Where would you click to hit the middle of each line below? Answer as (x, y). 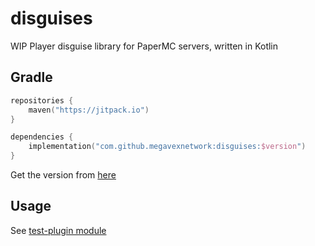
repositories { (42, 100)
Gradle (31, 77)
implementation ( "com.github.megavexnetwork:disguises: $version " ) (167, 147)
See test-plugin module (58, 230)
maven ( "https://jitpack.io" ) (89, 110)
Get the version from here (63, 175)
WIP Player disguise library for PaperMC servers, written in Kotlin (144, 46)
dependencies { (42, 137)
